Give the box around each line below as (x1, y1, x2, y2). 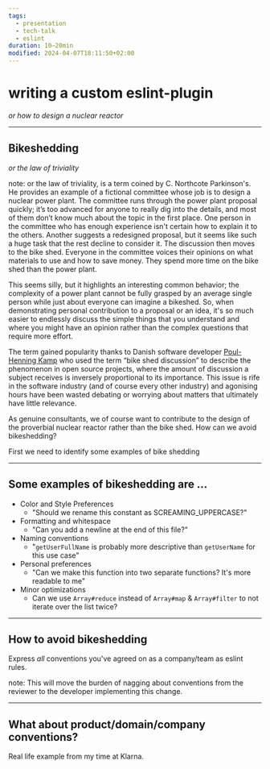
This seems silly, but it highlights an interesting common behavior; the (8, 280, 239, 289)
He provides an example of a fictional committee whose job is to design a (8, 187, 252, 197)
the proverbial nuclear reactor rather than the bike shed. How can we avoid (8, 422, 257, 432)
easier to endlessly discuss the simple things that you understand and (8, 314, 239, 323)
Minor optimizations (19, 584, 86, 594)
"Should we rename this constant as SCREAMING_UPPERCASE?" (31, 507, 247, 517)
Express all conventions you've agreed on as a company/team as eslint (8, 654, 243, 663)
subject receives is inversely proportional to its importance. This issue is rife (8, 372, 260, 382)
